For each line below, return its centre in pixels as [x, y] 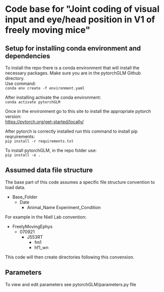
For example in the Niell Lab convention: [46, 217]
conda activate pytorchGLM [33, 102]
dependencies [28, 56]
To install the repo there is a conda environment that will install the [72, 68]
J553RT [35, 237]
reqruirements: [20, 136]
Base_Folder [25, 197]
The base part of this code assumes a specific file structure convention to [80, 182]
